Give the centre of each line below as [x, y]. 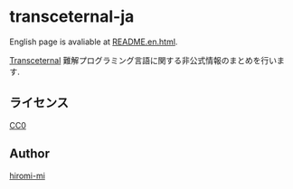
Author [29, 154]
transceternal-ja [72, 17]
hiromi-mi [27, 175]
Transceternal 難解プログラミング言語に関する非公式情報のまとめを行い [143, 60]
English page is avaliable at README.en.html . [94, 42]
